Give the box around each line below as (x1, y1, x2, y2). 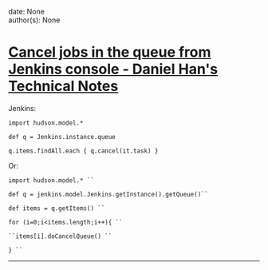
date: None (8, 7, 45, 16)
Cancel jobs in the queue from (8, 43, 211, 62)
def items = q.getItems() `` (8, 204, 105, 212)
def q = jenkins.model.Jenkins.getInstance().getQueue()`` (8, 190, 209, 198)
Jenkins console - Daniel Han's (8, 60, 218, 78)
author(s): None (8, 15, 61, 25)
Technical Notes (8, 77, 119, 95)
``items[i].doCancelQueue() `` (8, 232, 112, 240)
